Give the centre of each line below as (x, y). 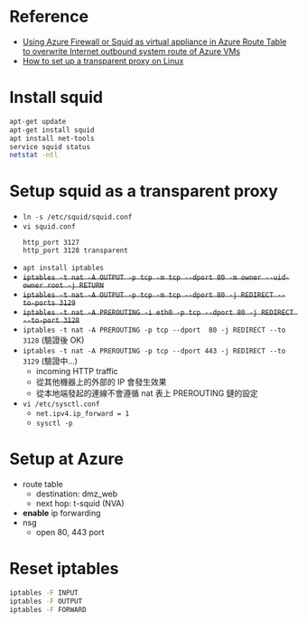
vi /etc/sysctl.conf (61, 404)
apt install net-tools (52, 138)
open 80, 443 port (70, 532)
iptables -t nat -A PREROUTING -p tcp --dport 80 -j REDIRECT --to (154, 330)
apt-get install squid (52, 130)
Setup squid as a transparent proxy (144, 191)
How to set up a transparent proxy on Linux (103, 61)
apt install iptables (63, 269)
